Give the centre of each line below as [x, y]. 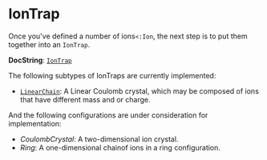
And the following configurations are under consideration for [108, 115]
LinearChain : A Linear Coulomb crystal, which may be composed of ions [139, 91]
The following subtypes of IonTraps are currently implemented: [112, 75]
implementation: [35, 123]
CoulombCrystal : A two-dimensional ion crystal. [99, 139]
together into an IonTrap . [49, 44]
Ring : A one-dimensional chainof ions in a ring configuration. [120, 147]
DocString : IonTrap [40, 60]
